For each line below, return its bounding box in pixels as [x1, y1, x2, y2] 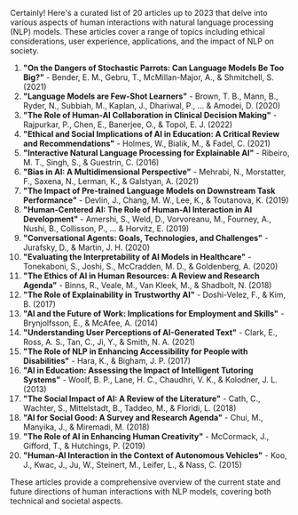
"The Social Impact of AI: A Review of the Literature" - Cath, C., [22, 393, 261, 404]
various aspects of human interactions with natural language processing [10, 17, 274, 28]
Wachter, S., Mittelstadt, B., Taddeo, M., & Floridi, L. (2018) [22, 403, 237, 413]
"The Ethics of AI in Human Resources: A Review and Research [22, 270, 260, 281]
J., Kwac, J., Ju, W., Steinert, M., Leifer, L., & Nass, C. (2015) [22, 460, 243, 470]
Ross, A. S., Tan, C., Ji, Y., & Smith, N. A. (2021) [22, 337, 196, 347]
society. [10, 45, 39, 56]
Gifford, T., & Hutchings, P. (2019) [22, 440, 145, 451]
